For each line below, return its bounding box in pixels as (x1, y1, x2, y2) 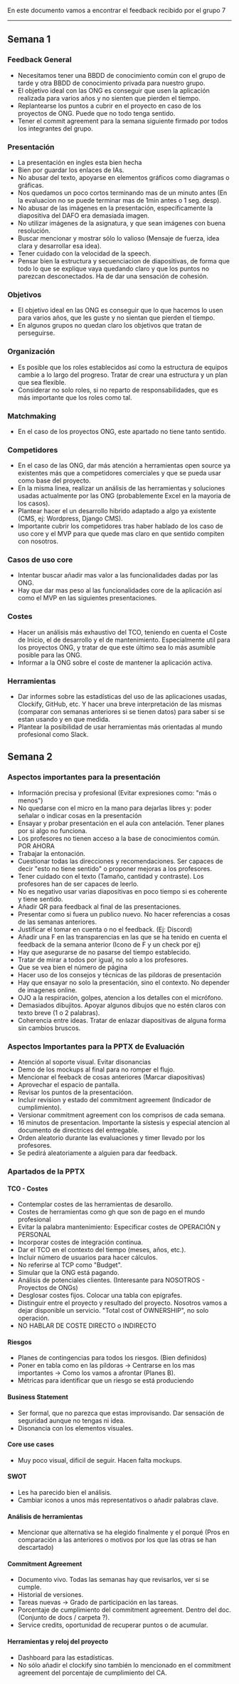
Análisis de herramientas (7, 1512, 83, 1521)
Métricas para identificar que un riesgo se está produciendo (17, 1376, 194, 1385)
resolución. (17, 226, 51, 235)
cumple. (17, 1583, 42, 1591)
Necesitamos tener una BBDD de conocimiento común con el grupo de (17, 71, 225, 79)
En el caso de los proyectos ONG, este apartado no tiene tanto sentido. (17, 427, 226, 435)
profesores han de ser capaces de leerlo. (17, 879, 139, 888)
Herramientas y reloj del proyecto (7, 1637, 109, 1645)
